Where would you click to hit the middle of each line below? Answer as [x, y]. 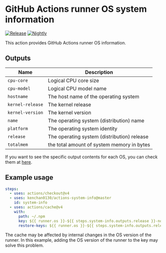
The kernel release [69, 105]
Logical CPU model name [77, 88]
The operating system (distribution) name [96, 120]
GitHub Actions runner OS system [76, 9]
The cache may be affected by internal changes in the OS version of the [78, 235]
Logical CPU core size [73, 80]
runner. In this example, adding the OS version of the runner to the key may [82, 240]
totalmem [18, 145]
